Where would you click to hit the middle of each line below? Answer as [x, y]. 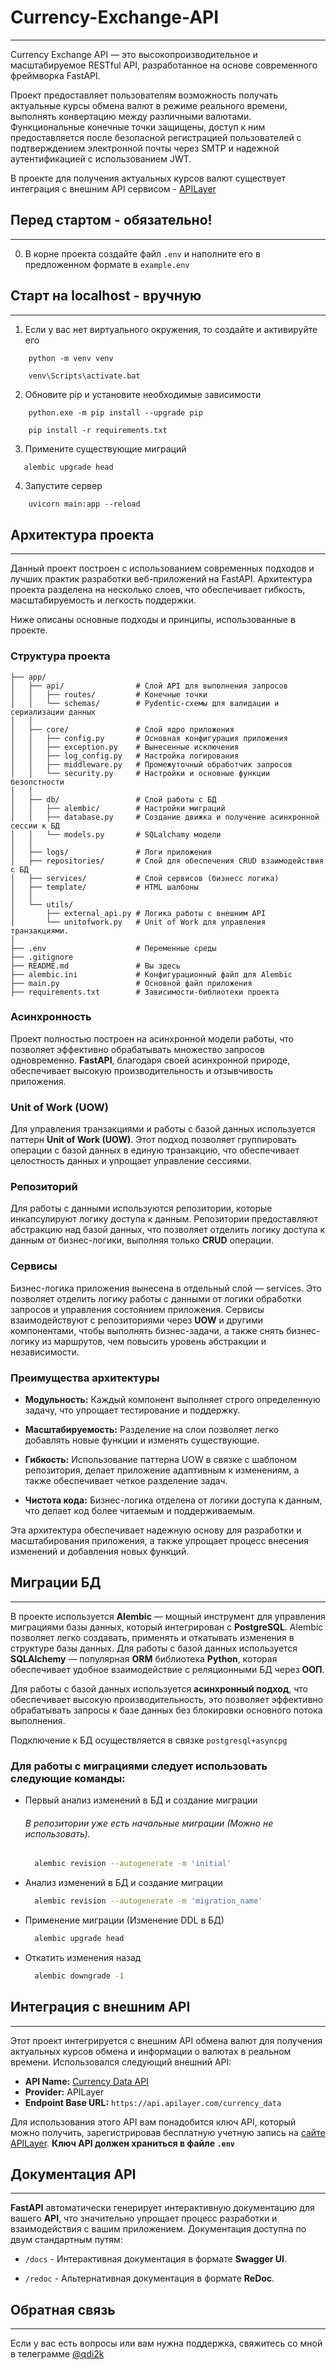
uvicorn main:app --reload [84, 504]
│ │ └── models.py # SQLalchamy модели [116, 834]
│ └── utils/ [42, 904]
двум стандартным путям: [66, 2240]
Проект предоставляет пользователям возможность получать [144, 95]
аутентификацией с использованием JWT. [101, 158]
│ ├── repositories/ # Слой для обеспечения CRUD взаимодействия [167, 861]
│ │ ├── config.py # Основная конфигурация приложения [149, 738]
